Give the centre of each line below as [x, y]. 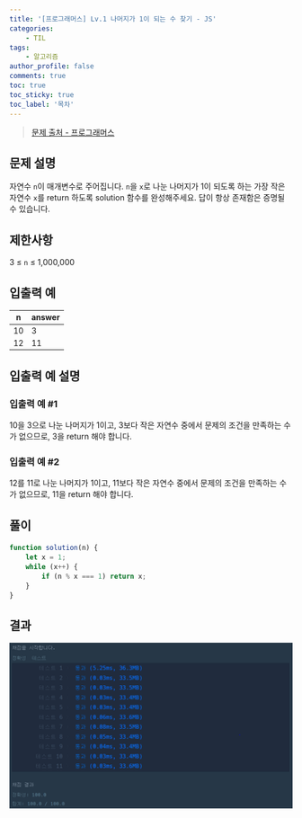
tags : [19, 48]
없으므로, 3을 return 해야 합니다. [75, 437]
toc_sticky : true [42, 94]
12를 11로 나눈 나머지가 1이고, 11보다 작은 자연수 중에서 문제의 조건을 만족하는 [143, 483]
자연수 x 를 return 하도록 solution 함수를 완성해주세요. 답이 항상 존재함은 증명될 [147, 198]
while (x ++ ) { [52, 566]
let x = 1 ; [46, 557]
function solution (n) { [54, 548]
